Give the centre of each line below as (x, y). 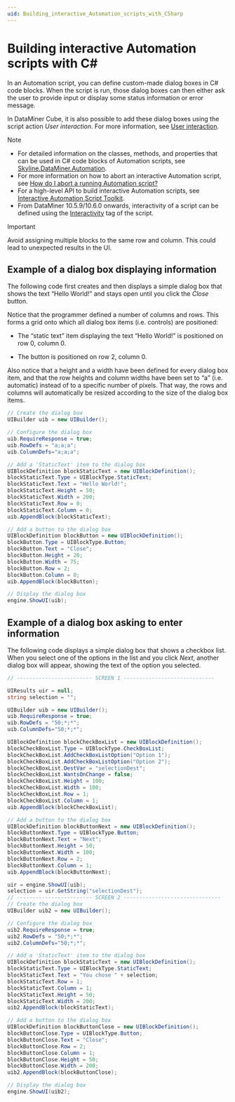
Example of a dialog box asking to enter (95, 622)
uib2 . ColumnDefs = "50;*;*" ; (47, 943)
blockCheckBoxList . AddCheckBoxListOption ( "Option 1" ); (89, 755)
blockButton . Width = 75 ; (43, 562)
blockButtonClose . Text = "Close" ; (58, 1040)
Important (21, 226)
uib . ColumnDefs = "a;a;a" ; (43, 452)
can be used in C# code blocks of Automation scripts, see (101, 161)
